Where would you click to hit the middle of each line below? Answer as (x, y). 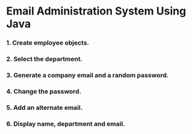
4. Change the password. (44, 91)
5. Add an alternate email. (45, 107)
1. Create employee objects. (48, 43)
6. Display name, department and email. (66, 124)
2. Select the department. (45, 59)
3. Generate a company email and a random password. (88, 75)
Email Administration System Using (96, 11)
